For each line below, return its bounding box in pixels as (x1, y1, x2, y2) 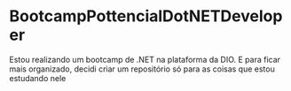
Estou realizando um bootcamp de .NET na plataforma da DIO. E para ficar (9, 54, 281, 64)
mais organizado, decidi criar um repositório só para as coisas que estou (9, 64, 275, 74)
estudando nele (9, 72, 67, 83)
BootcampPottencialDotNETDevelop (9, 6, 283, 27)
